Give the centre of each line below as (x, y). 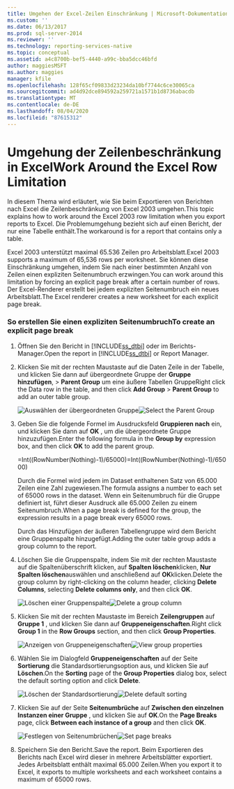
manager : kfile (29, 79)
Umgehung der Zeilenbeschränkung (114, 152)
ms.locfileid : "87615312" (45, 117)
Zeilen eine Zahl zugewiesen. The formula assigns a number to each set (119, 488)
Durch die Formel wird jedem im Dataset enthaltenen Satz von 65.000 (117, 480)
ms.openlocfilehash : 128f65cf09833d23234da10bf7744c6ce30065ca (101, 85)
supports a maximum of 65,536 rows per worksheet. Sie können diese (108, 259)
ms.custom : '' (28, 20)
